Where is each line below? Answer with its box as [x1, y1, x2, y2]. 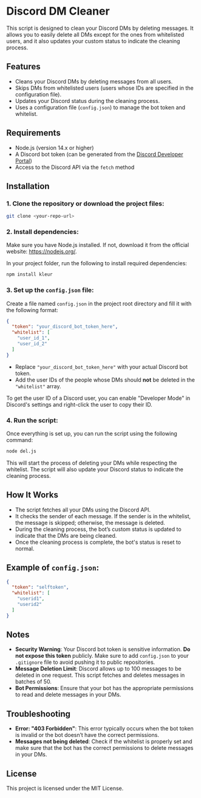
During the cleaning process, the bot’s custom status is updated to [15, 525, 182, 533]
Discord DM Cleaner [6, 4, 111, 18]
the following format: [6, 306, 59, 313]
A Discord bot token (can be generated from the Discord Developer [15, 151, 183, 158]
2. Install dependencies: [6, 227, 79, 236]
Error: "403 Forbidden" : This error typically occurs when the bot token [15, 725, 194, 732]
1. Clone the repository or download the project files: [6, 199, 165, 208]
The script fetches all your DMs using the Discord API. [15, 506, 151, 513]
